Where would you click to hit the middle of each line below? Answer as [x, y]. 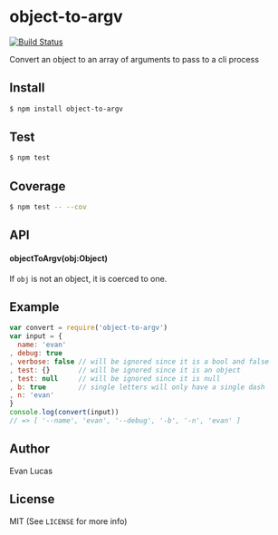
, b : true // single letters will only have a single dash [137, 387]
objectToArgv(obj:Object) [59, 258]
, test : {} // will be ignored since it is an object [125, 370]
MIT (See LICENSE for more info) [68, 521]
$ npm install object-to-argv [67, 109]
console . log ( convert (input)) [64, 413]
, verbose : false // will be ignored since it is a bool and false [139, 361]
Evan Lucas [31, 471]
